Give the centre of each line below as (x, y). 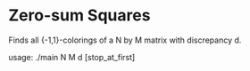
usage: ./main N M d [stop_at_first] (72, 57)
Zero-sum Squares (79, 16)
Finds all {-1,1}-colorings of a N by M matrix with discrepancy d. (125, 40)
